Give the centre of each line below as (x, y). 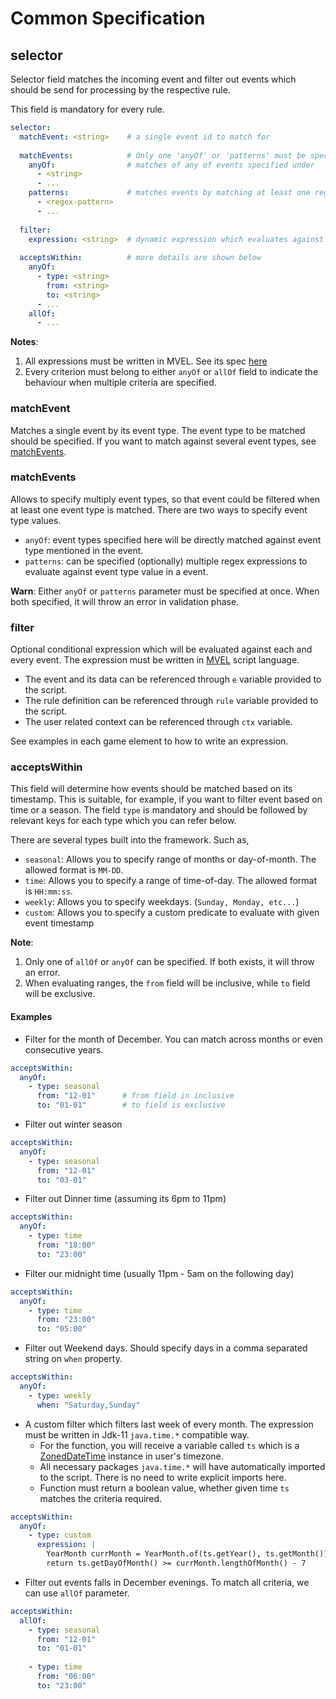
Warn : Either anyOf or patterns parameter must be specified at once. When (165, 591)
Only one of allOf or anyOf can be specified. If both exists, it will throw (169, 962)
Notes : (24, 342)
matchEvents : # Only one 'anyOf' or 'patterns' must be (163, 155)
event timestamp (59, 923)
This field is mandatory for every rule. (87, 109)
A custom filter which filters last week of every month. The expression (169, 1424)
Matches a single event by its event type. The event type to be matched (158, 430)
